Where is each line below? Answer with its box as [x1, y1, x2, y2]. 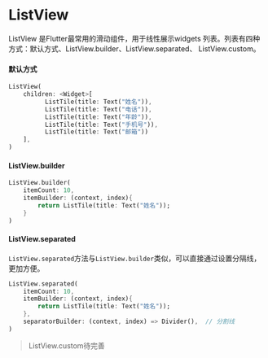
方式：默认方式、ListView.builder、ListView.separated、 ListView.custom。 [8, 43, 261, 54]
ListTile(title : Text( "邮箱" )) [44, 128, 149, 136]
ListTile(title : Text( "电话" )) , [44, 105, 152, 113]
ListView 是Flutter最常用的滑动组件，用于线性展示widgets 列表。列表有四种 [8, 33, 261, 43]
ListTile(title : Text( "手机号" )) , [44, 120, 159, 129]
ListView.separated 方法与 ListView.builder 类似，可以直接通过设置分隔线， [8, 253, 261, 263]
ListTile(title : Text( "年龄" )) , [44, 112, 152, 121]
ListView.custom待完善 [28, 340, 106, 351]
